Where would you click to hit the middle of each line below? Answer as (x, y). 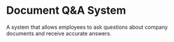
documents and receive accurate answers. (59, 33)
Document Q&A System (66, 10)
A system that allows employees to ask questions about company (87, 27)
